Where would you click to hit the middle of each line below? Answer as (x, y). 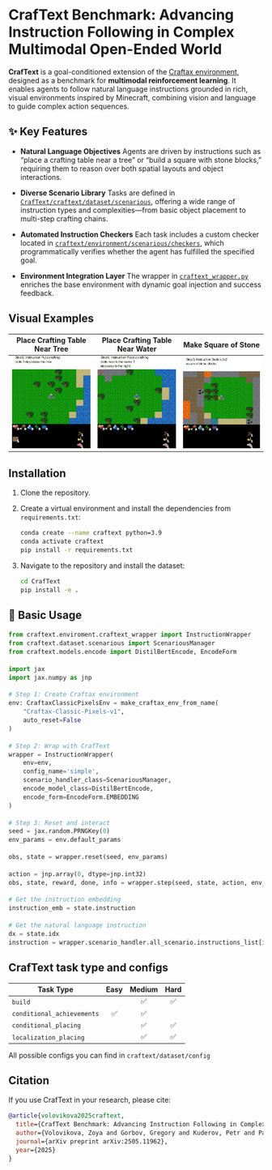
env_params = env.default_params (65, 840)
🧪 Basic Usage (45, 615)
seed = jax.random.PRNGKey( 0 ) (59, 831)
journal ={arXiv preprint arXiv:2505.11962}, (92, 1141)
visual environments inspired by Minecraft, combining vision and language (132, 97)
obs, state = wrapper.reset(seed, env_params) (88, 857)
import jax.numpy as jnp (50, 677)
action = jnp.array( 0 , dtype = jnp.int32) (78, 874)
